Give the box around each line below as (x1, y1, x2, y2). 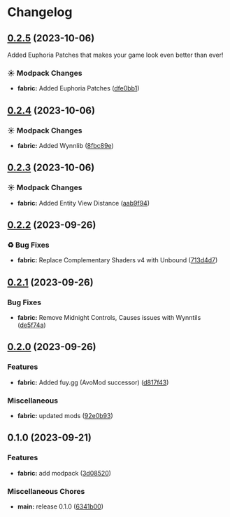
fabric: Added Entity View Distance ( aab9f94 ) (17, 199, 150, 207)
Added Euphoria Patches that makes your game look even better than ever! (7, 51, 224, 59)
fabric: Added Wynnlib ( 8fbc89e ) (17, 141, 114, 149)
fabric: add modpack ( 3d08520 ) (17, 469, 112, 477)
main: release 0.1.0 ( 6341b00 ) (17, 502, 103, 511)
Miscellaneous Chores (7, 486, 85, 496)
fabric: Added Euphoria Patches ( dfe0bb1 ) (17, 84, 140, 93)
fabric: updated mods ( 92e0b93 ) (17, 412, 113, 420)
